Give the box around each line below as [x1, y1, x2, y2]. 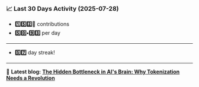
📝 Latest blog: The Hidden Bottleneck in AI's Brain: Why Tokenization [6, 68, 180, 75]
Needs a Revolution [6, 75, 55, 82]
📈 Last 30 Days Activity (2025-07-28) [6, 4, 119, 12]
